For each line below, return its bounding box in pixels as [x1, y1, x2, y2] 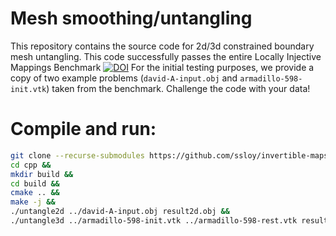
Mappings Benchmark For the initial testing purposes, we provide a [10, 61, 315, 73]
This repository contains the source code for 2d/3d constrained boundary [10, 40, 315, 52]
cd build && [10, 178, 60, 189]
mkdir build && [10, 169, 74, 179]
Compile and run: [10, 118, 157, 141]
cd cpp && [10, 160, 52, 170]
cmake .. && [10, 188, 60, 198]
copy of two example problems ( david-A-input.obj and [10, 72, 238, 84]
